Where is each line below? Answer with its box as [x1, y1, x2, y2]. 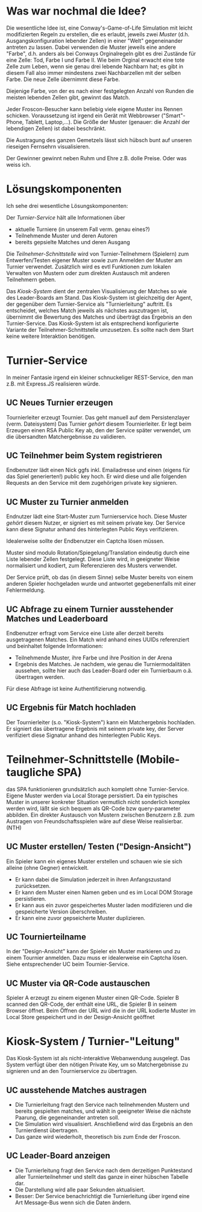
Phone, [6, 118, 24, 125]
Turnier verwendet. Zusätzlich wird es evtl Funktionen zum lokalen [6, 263, 171, 270]
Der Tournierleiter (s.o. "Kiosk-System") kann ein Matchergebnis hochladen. [6, 718, 196, 726]
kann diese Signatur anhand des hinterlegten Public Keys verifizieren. [6, 526, 179, 533]
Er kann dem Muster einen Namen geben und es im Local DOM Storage [14, 889, 193, 896]
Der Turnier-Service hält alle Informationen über [6, 213, 125, 221]
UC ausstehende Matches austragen [6, 1085, 147, 1095]
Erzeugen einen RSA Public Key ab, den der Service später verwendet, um [6, 426, 191, 433]
